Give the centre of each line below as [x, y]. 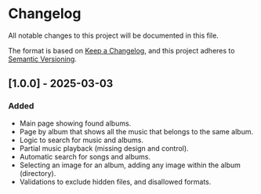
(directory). [38, 173]
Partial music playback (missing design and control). [104, 148]
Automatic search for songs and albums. [85, 156]
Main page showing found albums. [75, 123]
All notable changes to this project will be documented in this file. [114, 35]
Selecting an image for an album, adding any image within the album [130, 165]
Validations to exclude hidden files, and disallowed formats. [115, 181]
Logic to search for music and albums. [81, 140]
